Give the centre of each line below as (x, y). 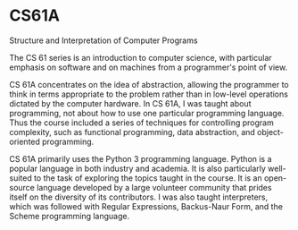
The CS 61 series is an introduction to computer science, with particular (141, 57)
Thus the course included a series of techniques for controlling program (141, 123)
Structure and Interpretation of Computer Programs (103, 40)
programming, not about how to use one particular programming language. (147, 113)
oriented (25, 141)
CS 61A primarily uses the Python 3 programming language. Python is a (141, 158)
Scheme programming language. (70, 216)
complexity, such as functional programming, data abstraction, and (132, 132)
